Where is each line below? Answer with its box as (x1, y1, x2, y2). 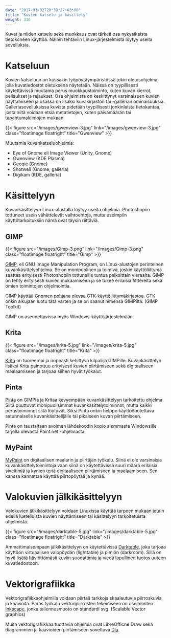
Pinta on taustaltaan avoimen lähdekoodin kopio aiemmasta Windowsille (5, 423, 157, 429)
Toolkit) (5, 304, 21, 310)
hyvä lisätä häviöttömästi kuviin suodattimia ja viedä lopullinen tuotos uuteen (5, 555, 166, 561)
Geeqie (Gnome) (12, 161, 48, 167)
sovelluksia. (5, 42, 30, 48)
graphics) (5, 611, 26, 618)
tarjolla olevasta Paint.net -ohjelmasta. (5, 428, 86, 434)
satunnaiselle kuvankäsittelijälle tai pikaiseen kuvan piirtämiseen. (5, 413, 142, 419)
